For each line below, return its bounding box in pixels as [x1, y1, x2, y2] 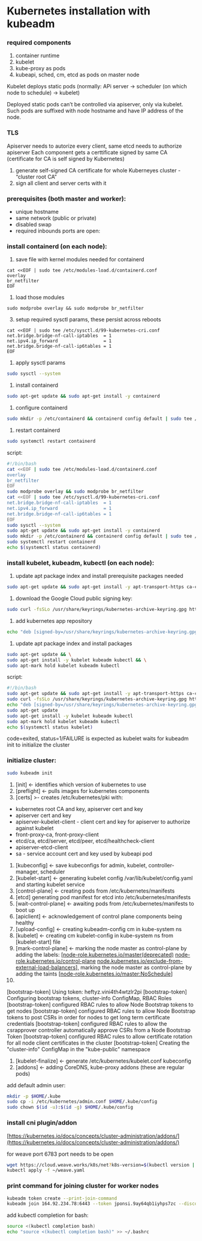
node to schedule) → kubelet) [7, 89, 80, 97]
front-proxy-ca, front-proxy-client [15, 831, 99, 838]
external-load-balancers [15, 963, 76, 971]
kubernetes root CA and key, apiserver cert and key [15, 805, 143, 812]
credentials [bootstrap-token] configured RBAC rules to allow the [7, 1020, 167, 1027]
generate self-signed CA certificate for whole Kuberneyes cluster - [15, 166, 181, 174]
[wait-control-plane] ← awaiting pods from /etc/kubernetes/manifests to [15, 900, 194, 907]
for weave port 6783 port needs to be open [7, 1150, 114, 1158]
